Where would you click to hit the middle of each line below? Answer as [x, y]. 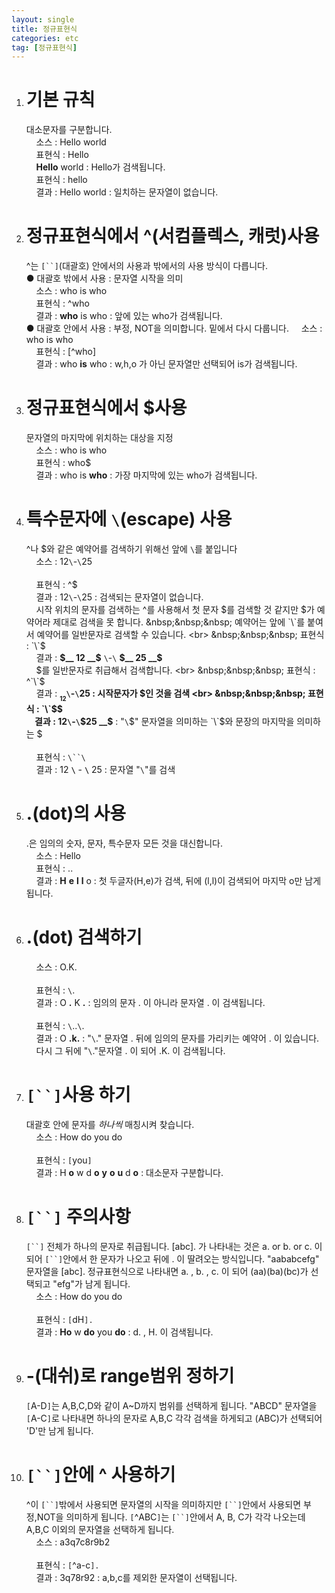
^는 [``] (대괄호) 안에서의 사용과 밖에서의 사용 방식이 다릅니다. [146, 266]
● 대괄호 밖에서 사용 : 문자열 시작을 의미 [104, 278]
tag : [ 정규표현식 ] [44, 47]
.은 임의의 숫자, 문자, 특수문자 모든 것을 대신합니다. [124, 843]
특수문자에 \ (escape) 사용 [129, 519]
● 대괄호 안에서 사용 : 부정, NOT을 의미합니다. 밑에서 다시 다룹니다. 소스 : [174, 328]
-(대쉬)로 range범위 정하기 [130, 1376]
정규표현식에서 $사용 [106, 408]
